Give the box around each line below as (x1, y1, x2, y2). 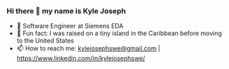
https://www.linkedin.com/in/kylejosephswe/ (16, 55, 146, 63)
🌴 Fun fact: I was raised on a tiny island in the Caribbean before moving (16, 29, 223, 37)
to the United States (16, 37, 75, 45)
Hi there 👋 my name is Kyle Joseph (6, 6, 126, 16)
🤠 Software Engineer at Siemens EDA (16, 22, 124, 30)
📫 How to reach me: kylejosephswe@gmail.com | (16, 44, 161, 52)
